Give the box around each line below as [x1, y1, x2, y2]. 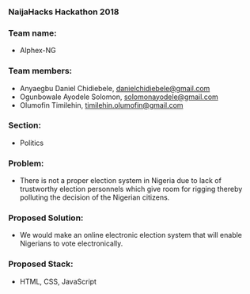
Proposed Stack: [8, 258, 74, 269]
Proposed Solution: [8, 212, 84, 223]
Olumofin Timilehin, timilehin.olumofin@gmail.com [19, 100, 184, 109]
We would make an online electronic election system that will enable [19, 231, 243, 240]
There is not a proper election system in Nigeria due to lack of [19, 176, 222, 185]
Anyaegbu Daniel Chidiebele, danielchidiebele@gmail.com [19, 83, 210, 93]
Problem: [8, 158, 44, 169]
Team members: [8, 66, 73, 77]
